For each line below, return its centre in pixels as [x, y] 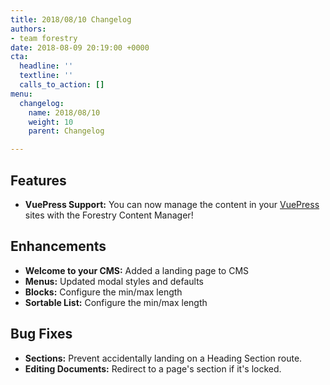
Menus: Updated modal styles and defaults [114, 281]
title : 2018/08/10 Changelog [71, 19]
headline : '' [46, 66]
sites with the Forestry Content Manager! [109, 215]
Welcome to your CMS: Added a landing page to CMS [137, 270]
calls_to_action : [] [62, 85]
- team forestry [44, 38]
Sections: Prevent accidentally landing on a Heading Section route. [163, 358]
